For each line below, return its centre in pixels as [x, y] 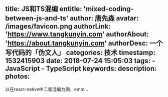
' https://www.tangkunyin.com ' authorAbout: [77, 34]
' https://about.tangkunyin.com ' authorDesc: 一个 [84, 43]
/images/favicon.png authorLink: [58, 26]
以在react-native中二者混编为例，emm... [47, 89]
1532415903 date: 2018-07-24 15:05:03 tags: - [80, 61]
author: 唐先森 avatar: [104, 18]
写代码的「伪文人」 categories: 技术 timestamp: [80, 53]
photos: [18, 76]
